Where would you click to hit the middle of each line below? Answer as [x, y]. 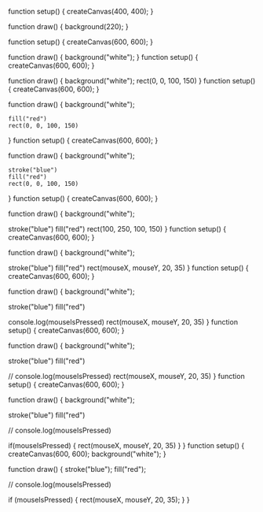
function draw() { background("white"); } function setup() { [103, 57]
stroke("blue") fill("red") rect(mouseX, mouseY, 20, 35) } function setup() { [128, 268]
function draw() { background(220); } [68, 26]
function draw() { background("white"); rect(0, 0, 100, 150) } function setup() [132, 81]
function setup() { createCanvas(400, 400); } [81, 11]
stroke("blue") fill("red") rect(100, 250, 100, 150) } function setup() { [117, 229]
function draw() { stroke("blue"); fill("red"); [77, 469]
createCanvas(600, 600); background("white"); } [87, 454]
